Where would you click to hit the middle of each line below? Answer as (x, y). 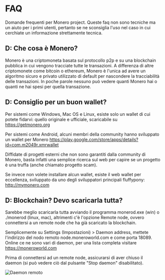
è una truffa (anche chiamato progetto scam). (51, 165)
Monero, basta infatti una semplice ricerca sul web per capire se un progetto (83, 159)
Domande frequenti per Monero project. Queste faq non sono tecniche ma (81, 22)
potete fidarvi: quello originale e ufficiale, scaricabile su (61, 119)
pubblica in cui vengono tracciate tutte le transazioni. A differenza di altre (80, 65)
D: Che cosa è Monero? (41, 48)
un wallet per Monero (27, 140)
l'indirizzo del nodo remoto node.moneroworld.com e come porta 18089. (79, 237)
